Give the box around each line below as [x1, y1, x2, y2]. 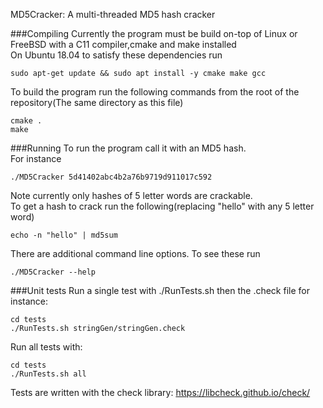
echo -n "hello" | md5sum [10, 230, 118, 240]
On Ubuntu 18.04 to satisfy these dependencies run [10, 49, 223, 61]
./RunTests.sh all [10, 369, 87, 379]
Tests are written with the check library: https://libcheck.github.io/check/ [10, 387, 311, 398]
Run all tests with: [10, 341, 83, 353]
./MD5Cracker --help [10, 267, 97, 277]
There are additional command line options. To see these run [10, 248, 261, 259]
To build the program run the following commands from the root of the [10, 86, 300, 98]
